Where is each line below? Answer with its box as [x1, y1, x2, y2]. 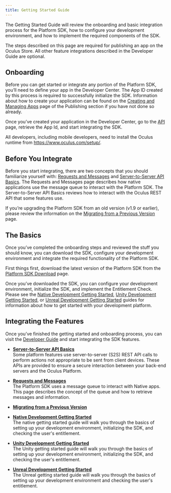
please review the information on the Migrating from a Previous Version [5, 210, 155, 217]
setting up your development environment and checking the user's [12, 477, 153, 483]
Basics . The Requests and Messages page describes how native [5, 179, 141, 185]
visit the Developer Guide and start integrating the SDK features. [5, 336, 140, 342]
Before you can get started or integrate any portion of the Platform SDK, [5, 81, 157, 88]
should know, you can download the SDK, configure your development [5, 250, 154, 256]
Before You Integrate [5, 154, 72, 163]
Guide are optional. [5, 53, 45, 59]
